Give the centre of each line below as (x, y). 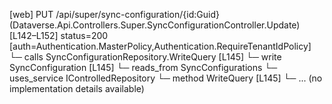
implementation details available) (77, 88)
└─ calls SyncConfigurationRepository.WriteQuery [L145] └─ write (145, 57)
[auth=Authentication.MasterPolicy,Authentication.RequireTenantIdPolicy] (160, 46)
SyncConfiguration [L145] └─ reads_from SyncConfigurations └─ (143, 67)
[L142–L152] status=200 (59, 35)
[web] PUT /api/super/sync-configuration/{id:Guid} (114, 14)
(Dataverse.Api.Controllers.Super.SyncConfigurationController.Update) (155, 25)
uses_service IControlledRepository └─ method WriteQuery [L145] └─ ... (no (166, 78)
